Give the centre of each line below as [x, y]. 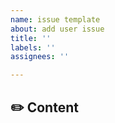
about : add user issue [57, 29]
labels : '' [33, 47]
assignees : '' [40, 57]
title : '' [31, 38]
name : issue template [55, 19]
